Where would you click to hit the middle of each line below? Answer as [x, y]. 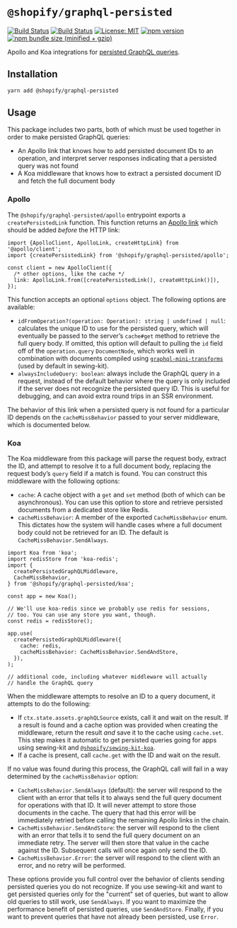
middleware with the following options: [64, 481]
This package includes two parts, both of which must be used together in [114, 130]
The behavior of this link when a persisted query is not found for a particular [118, 409]
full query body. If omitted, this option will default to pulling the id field [120, 343]
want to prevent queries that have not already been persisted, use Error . [113, 917]
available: [21, 307]
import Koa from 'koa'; [42, 553]
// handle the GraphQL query [50, 683]
